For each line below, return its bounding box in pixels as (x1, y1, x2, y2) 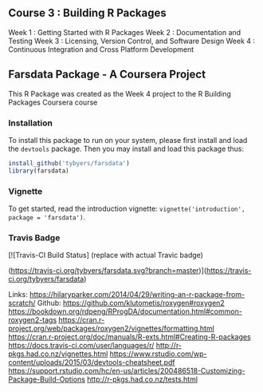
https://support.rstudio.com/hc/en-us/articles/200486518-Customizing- (8, 366, 245, 376)
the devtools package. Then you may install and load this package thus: (8, 144, 245, 153)
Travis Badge (8, 232, 61, 243)
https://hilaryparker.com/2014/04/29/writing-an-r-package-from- (29, 290, 245, 299)
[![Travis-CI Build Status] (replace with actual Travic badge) (8, 251, 203, 260)
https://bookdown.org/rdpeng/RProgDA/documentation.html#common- (8, 307, 243, 316)
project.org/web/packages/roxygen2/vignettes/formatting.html (8, 323, 215, 334)
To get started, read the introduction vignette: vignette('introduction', (8, 204, 245, 213)
